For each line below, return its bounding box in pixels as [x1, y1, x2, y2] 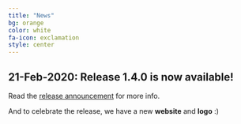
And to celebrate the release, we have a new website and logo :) [8, 106, 220, 115]
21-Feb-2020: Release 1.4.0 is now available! [8, 70, 235, 84]
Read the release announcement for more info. [8, 91, 160, 100]
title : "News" [8, 11, 55, 20]
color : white [8, 26, 51, 34]
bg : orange [8, 19, 44, 27]
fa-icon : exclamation [8, 33, 80, 42]
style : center [8, 41, 55, 49]
